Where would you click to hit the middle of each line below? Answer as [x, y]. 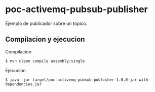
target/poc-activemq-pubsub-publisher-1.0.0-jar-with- [91, 80]
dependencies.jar [24, 84]
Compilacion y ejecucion [45, 39]
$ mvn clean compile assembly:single [45, 61]
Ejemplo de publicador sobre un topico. [46, 23]
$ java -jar [18, 80]
